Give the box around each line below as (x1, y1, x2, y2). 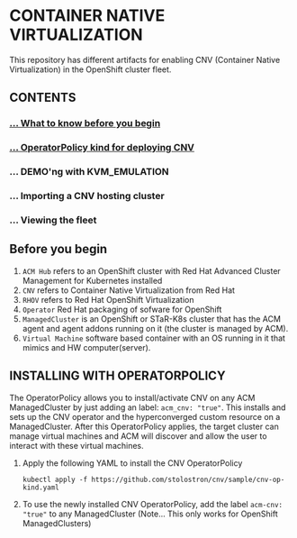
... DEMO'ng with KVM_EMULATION (9, 166, 169, 178)
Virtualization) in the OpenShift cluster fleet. (9, 64, 172, 75)
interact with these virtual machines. (9, 440, 144, 451)
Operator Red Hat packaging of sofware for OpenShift (22, 304, 222, 315)
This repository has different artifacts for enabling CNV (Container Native (9, 54, 281, 65)
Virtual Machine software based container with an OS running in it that (22, 333, 286, 343)
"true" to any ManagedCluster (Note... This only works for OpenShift (22, 508, 279, 519)
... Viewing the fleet (9, 214, 97, 226)
